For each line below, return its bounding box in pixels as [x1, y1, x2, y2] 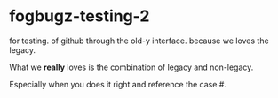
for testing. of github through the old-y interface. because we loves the [9, 35, 269, 46]
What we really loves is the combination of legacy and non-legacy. [9, 62, 254, 72]
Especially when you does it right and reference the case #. [9, 79, 226, 89]
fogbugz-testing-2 [9, 6, 150, 26]
